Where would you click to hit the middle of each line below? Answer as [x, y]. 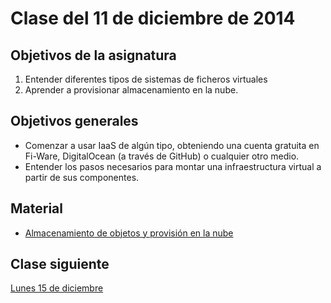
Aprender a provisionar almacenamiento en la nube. [131, 90]
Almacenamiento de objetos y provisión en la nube [129, 233]
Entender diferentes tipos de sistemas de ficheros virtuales [146, 79]
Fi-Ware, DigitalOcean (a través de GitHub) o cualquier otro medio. [162, 156]
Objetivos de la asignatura [93, 55]
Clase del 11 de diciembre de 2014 [153, 18]
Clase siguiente [60, 264]
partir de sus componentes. [82, 177]
